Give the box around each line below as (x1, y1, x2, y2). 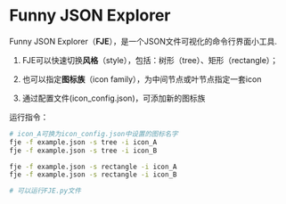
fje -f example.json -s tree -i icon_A (9, 137, 158, 147)
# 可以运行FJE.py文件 (9, 186, 82, 196)
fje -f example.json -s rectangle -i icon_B (9, 170, 177, 179)
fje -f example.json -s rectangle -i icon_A (9, 162, 177, 171)
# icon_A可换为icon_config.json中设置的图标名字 (9, 129, 178, 138)
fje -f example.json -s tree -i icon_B (9, 146, 158, 155)
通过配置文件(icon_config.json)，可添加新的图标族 (21, 93, 206, 103)
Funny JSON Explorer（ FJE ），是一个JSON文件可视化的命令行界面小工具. (9, 36, 278, 46)
